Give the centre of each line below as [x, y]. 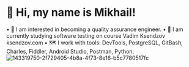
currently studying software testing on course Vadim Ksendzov [86, 35]
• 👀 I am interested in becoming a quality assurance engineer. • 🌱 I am [95, 29]
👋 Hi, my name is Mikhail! [71, 12]
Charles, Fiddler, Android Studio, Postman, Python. [70, 51]
